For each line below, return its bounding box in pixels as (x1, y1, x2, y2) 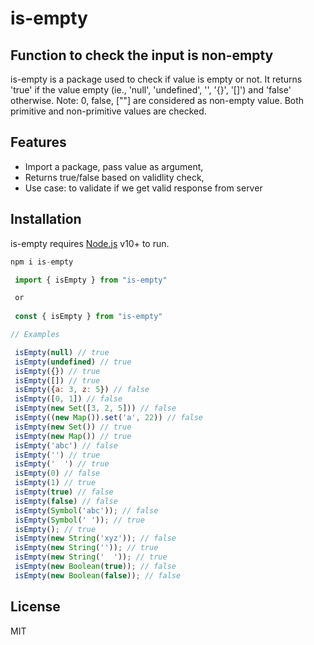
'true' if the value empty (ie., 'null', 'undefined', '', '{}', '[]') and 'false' (10, 84, 292, 96)
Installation (10, 211, 82, 228)
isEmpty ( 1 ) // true (14, 478, 97, 488)
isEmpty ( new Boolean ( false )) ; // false (14, 570, 182, 581)
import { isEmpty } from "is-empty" (14, 275, 168, 285)
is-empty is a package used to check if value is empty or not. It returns (10, 73, 303, 85)
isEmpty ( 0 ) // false (14, 468, 101, 479)
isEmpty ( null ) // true (14, 347, 110, 357)
